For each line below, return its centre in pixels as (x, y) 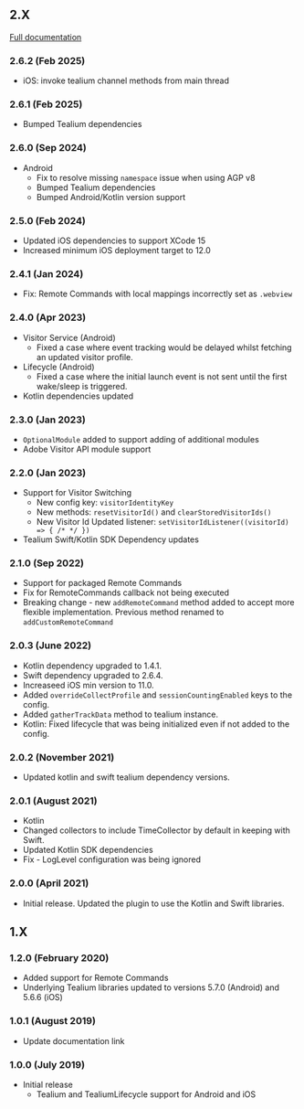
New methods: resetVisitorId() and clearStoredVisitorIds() (154, 512)
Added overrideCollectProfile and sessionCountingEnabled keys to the (157, 695)
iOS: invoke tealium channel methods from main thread (126, 80)
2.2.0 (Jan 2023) (48, 473)
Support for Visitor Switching (77, 493)
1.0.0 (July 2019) (47, 1064)
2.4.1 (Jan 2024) (47, 273)
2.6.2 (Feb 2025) (47, 60)
